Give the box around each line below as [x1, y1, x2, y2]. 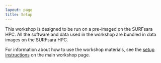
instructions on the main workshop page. [5, 51, 91, 58]
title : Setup [5, 12, 33, 17]
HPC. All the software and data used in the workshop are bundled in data [5, 31, 156, 37]
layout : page [5, 7, 33, 13]
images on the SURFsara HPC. [5, 36, 68, 43]
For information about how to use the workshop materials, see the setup [5, 46, 155, 52]
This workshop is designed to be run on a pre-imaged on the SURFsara [5, 26, 153, 32]
